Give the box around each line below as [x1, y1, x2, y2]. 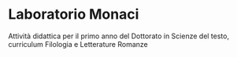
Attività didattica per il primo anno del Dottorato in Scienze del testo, [8, 31, 230, 41]
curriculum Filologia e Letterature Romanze [8, 39, 148, 48]
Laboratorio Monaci [8, 5, 139, 23]
